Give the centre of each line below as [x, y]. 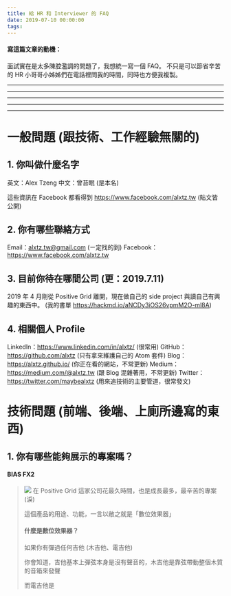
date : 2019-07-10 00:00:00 [46, 20]
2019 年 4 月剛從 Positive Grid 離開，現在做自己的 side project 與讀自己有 [111, 296]
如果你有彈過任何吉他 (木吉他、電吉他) [78, 547]
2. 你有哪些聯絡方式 [49, 229]
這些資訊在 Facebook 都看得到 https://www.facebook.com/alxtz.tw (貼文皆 [113, 197]
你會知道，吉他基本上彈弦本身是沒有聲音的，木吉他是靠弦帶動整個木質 [123, 562]
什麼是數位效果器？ [51, 531]
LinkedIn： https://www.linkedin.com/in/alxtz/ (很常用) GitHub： [97, 347]
